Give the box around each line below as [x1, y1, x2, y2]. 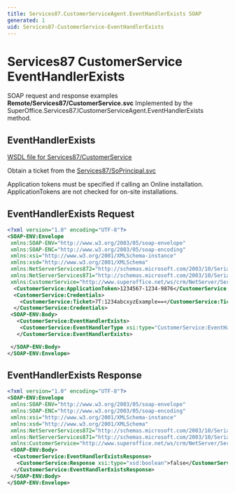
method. [7, 114, 31, 123]
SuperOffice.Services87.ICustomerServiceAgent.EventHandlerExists [7, 107, 204, 115]
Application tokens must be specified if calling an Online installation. [7, 180, 204, 189]
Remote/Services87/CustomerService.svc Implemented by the [7, 99, 193, 107]
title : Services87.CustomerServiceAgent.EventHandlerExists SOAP [7, 10, 201, 18]
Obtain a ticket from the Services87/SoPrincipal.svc [7, 166, 156, 175]
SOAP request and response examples [7, 92, 118, 100]
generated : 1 [7, 17, 45, 24]
